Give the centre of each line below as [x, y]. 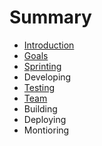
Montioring [46, 130]
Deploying [45, 119]
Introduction [49, 45]
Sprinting [42, 66]
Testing [39, 87]
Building [40, 108]
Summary [50, 17]
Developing [47, 77]
